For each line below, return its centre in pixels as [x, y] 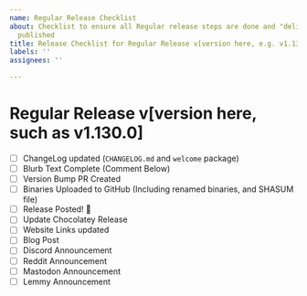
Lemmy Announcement [67, 281]
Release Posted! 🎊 [57, 209]
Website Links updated [66, 230]
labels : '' [30, 52]
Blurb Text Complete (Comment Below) [96, 169]
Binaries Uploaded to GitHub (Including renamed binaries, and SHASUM [158, 189]
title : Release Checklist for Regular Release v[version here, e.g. [143, 43]
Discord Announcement [67, 250]
